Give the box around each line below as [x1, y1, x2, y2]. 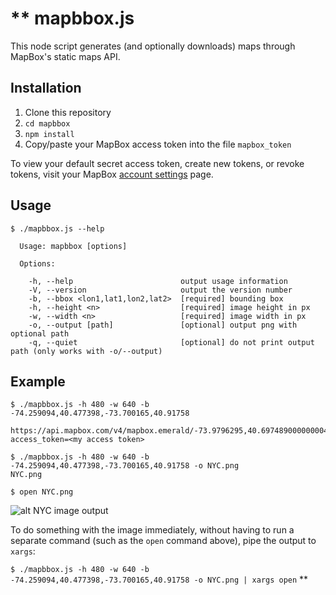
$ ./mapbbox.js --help [10, 223, 105, 234]
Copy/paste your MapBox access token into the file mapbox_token [24, 138, 292, 150]
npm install [24, 129, 75, 139]
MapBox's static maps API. [10, 50, 121, 62]
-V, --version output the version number [28, 285, 293, 295]
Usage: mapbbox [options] [19, 241, 128, 251]
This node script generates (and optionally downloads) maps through [10, 40, 296, 52]
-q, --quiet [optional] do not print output [28, 337, 315, 347]
